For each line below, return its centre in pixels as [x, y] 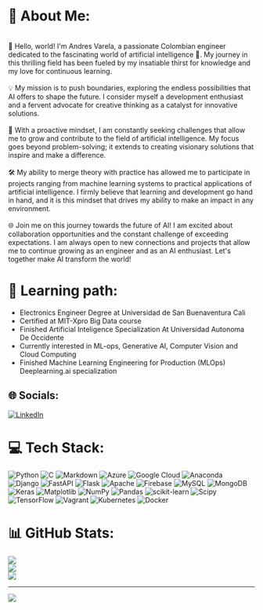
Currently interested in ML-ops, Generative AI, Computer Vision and [129, 345]
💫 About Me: [49, 16]
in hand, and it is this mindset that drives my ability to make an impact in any [131, 200]
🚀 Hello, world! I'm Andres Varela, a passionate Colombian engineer [117, 46]
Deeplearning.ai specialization [68, 371]
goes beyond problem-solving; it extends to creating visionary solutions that [131, 146]
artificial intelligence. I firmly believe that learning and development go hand [130, 192]
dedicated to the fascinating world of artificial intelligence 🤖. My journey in [128, 54]
